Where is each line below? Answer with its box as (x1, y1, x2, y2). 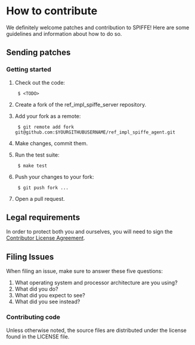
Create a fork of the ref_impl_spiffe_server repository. (14, 101, 147, 108)
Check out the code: (14, 79, 66, 86)
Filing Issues (6, 251, 54, 262)
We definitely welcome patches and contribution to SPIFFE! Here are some (6, 24, 190, 31)
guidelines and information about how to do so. (6, 30, 122, 37)
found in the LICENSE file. (6, 332, 70, 340)
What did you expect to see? (14, 292, 85, 299)
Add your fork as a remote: (14, 112, 81, 120)
